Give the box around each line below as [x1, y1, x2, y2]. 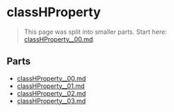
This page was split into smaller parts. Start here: [23, 27, 168, 36]
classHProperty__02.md [16, 89, 86, 97]
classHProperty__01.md [16, 82, 85, 90]
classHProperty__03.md [16, 97, 86, 105]
